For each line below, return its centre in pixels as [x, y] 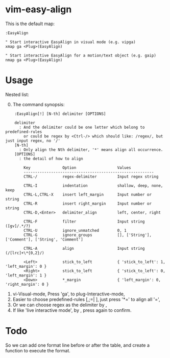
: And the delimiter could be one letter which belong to [82, 127]
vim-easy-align [39, 9]
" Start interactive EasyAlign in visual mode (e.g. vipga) [71, 42]
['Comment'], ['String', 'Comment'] [44, 240]
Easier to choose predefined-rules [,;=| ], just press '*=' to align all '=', [86, 299]
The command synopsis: [39, 104]
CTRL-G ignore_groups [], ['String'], [88, 235]
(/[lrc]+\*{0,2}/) [25, 253]
